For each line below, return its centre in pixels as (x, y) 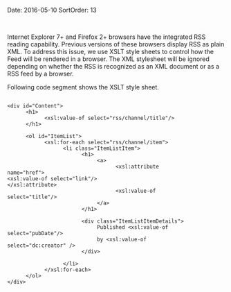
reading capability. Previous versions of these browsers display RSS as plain (116, 44)
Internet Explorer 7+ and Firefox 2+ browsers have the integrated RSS (107, 37)
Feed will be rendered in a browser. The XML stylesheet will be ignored (108, 59)
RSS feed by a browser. (40, 74)
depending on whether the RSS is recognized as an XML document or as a (113, 66)
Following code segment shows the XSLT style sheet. (83, 87)
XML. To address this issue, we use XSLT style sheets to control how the (111, 52)
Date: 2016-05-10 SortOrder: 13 (52, 10)
